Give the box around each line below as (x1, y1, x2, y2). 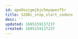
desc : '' (5, 17, 24, 22)
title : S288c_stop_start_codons (5, 12, 73, 17)
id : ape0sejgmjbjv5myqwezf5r (5, 7, 66, 13)
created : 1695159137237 (5, 26, 55, 31)
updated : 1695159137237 (5, 21, 55, 27)
